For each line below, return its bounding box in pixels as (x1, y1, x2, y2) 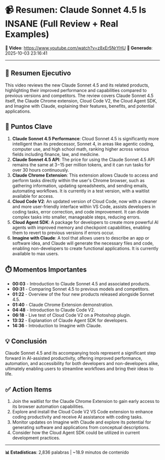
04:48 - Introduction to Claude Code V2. (12, 307, 95, 313)
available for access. (12, 193, 55, 199)
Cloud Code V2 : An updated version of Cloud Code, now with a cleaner (12, 198, 157, 204)
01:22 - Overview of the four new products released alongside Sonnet (12, 291, 155, 297)
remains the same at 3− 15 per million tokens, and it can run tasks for (12, 161, 151, 168)
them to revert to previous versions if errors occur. (12, 230, 114, 236)
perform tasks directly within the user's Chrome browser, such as (12, 177, 145, 183)
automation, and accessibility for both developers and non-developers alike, (5, 361, 159, 367)
